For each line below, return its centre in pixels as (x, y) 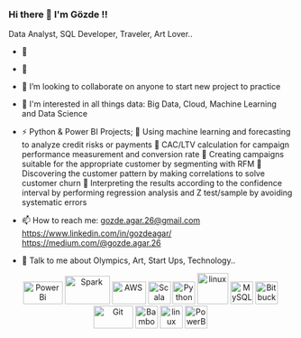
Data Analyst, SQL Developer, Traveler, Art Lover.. (100, 34)
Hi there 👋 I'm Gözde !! (58, 14)
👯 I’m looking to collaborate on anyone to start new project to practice (151, 87)
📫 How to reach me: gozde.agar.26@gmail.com (111, 221)
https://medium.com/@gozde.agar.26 (91, 243)
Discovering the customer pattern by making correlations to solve (143, 174)
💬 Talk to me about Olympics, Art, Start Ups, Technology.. (128, 260)
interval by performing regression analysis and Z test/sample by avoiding (157, 192)
